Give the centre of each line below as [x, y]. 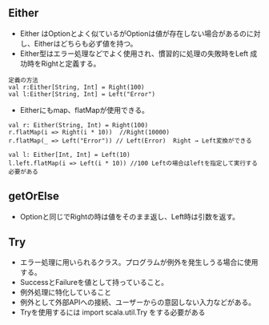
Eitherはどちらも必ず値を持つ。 [86, 43]
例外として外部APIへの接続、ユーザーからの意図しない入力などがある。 [138, 303]
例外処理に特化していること [66, 292]
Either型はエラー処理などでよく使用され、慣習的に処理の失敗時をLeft [134, 53]
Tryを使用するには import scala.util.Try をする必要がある [112, 312]
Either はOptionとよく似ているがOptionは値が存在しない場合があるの [133, 33]
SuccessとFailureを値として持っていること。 [94, 283]
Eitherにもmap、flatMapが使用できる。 [84, 110]
